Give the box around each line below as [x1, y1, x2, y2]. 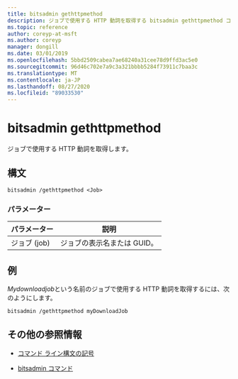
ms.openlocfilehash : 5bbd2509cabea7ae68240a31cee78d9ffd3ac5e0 [7, 57, 198, 64]
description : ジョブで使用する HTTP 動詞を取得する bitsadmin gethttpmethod [7, 17, 223, 24]
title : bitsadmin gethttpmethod [7, 10, 103, 18]
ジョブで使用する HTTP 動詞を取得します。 [7, 145, 132, 153]
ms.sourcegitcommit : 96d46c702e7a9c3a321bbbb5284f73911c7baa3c [7, 63, 198, 70]
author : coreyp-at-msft [7, 30, 78, 38]
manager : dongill [7, 43, 59, 50]
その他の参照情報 [7, 329, 82, 341]
